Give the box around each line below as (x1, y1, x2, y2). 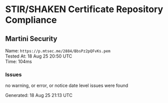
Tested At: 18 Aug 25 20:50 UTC (5, 53, 72, 59)
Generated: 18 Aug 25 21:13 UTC (5, 92, 73, 98)
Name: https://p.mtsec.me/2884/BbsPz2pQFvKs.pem (5, 48, 111, 54)
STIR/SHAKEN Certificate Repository (5, 4, 163, 15)
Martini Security (5, 34, 58, 43)
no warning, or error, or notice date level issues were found (5, 82, 129, 89)
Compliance (5, 14, 57, 26)
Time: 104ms (5, 59, 32, 64)
